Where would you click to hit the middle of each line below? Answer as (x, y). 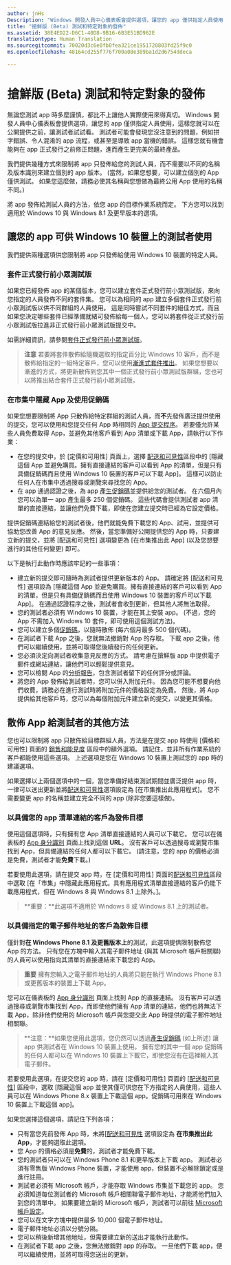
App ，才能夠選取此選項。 (53, 1142)
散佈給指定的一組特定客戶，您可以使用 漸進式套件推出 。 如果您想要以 (121, 363)
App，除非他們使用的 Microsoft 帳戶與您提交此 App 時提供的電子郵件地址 (118, 1015)
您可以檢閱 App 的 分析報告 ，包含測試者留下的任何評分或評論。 (106, 673)
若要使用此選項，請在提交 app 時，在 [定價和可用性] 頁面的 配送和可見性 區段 (114, 874)
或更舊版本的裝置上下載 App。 (67, 982)
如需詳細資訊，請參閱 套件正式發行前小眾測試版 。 (76, 339)
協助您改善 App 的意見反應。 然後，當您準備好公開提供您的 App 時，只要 (110, 532)
